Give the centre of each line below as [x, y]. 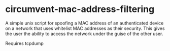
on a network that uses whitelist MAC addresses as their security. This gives [85, 28]
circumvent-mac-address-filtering [80, 9]
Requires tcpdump [25, 43]
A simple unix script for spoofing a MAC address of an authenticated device [84, 23]
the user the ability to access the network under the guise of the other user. [84, 33]
